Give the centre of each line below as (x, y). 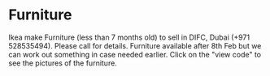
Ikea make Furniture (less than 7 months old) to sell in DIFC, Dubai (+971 (129, 37)
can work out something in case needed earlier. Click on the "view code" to (135, 54)
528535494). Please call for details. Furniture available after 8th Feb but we (135, 45)
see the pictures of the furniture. (63, 63)
